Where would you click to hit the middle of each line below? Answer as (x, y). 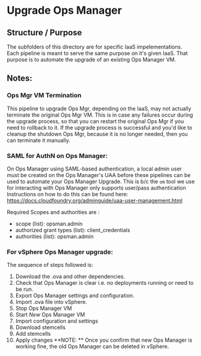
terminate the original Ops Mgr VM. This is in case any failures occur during (100, 115)
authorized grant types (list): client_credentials (73, 230)
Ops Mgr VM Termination (44, 95)
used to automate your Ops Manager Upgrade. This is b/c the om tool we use (101, 181)
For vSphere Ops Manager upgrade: (60, 252)
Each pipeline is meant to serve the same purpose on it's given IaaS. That (97, 53)
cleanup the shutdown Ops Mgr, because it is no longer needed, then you (97, 134)
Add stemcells (33, 334)
